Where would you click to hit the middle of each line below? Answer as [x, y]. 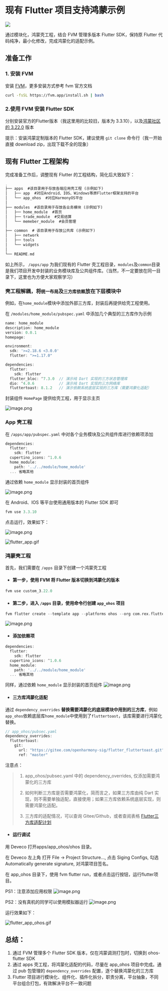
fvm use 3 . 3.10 [21, 512]
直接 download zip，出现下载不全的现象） [48, 144]
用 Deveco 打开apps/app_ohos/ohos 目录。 [50, 847]
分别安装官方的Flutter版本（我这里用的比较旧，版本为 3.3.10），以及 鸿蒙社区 [83, 121]
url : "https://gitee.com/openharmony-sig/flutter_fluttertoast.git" [91, 750]
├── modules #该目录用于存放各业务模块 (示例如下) [54, 207]
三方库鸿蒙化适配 [30, 697]
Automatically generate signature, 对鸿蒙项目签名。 [58, 864]
